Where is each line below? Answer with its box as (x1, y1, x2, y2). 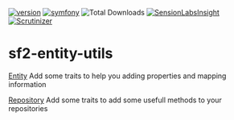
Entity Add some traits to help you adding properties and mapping (8, 71, 227, 81)
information (8, 79, 47, 89)
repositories (8, 103, 48, 113)
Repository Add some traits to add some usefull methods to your (8, 95, 223, 105)
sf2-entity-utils (8, 44, 113, 63)
